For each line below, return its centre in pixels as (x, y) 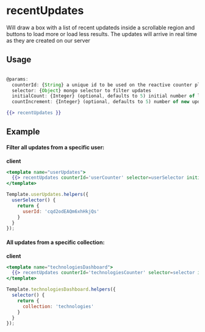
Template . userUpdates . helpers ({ (47, 195)
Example (23, 132)
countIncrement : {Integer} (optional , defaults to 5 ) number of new (101, 102)
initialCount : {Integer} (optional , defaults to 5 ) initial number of (103, 96)
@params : (17, 79)
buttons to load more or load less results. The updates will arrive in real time (102, 34)
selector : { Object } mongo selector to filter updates (81, 90)
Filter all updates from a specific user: (56, 147)
